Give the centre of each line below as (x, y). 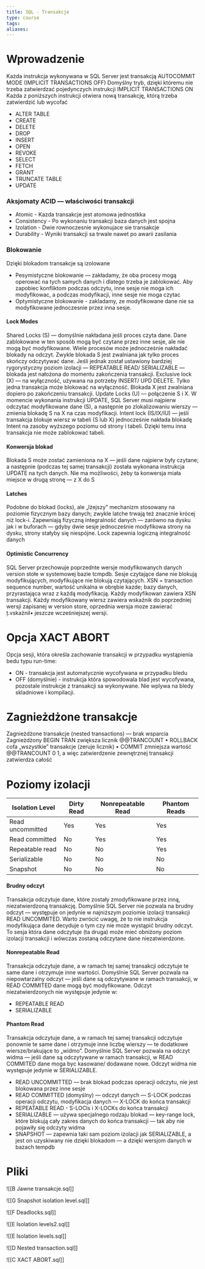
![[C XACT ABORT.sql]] (35, 1259)
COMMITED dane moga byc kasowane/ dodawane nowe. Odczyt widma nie (102, 1064)
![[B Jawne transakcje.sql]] (40, 1188)
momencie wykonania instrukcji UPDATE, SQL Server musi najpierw (91, 400)
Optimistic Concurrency (38, 553)
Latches (17, 493)
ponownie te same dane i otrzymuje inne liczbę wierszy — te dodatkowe (97, 1044)
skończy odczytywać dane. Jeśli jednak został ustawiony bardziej (89, 361)
